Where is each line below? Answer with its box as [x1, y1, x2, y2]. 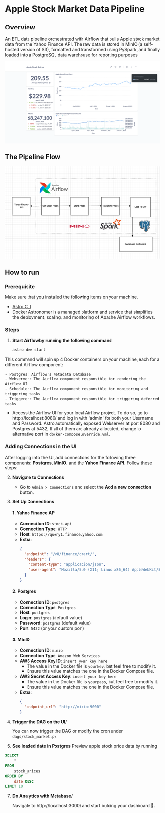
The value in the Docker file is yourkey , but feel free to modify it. [27, 663, 156, 669]
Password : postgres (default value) [19, 620, 91, 626]
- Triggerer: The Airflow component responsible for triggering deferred [5, 397, 160, 402]
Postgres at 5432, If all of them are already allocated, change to [12, 426, 141, 432]
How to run [5, 268, 40, 276]
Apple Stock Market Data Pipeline [5, 3, 145, 15]
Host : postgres [19, 610, 50, 615]
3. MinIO [12, 637, 30, 642]
